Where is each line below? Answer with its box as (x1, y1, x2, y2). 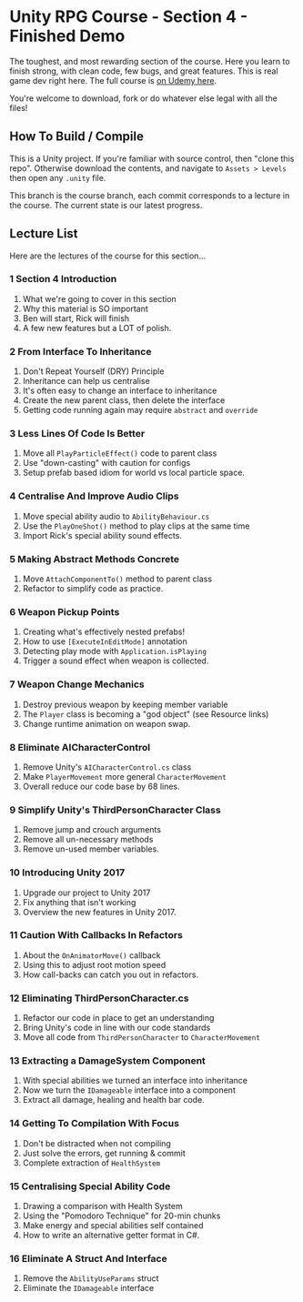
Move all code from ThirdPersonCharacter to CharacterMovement (22, 1032, 261, 1043)
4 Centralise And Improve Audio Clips (9, 490, 179, 502)
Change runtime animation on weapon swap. (22, 718, 191, 729)
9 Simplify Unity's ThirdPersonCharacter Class (9, 803, 221, 816)
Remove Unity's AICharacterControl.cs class (22, 762, 192, 772)
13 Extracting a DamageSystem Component (9, 1055, 207, 1067)
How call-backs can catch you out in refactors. (22, 969, 198, 980)
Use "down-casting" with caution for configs (22, 458, 191, 469)
